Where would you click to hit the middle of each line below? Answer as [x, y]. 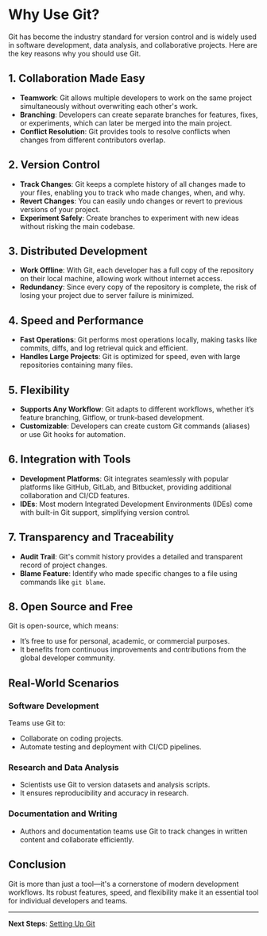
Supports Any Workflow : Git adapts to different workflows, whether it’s [137, 409]
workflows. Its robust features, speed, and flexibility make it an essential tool [133, 892]
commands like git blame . [62, 582]
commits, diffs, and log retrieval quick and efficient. [104, 348]
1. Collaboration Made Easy [77, 78]
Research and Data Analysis [64, 768]
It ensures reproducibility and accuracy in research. [104, 793]
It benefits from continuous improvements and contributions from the [133, 650]
